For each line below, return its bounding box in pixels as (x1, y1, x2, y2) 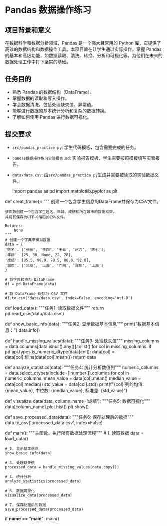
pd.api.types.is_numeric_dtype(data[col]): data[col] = (5, 348, 115, 355)
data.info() (18, 327, 40, 333)
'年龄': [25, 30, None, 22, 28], (5, 252, 73, 257)
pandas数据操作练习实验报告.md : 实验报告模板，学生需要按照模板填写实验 (12, 155, 156, 161)
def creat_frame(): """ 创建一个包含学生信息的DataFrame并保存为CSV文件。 (5, 198, 161, 204)
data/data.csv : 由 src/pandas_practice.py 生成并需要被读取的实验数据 (12, 172, 155, 178)
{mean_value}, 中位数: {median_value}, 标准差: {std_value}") (5, 387, 128, 393)
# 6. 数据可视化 (5, 488, 35, 493)
